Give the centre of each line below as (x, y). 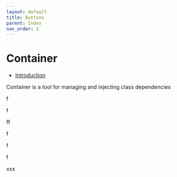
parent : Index (24, 23)
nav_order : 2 (23, 29)
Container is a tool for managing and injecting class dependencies (88, 87)
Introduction (30, 76)
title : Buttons (25, 18)
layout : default (27, 12)
